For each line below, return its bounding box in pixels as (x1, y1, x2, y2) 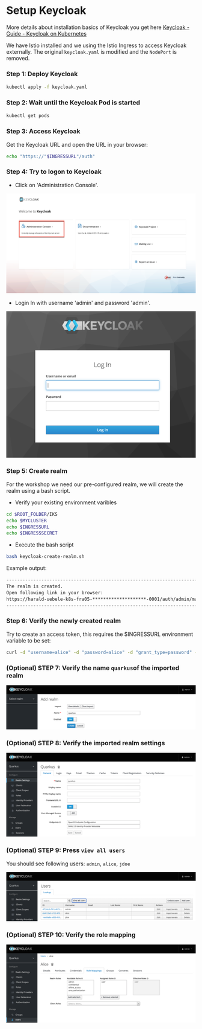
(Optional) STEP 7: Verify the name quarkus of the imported (6, 664, 180, 672)
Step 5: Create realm (6, 467, 68, 475)
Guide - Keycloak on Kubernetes (6, 30, 87, 37)
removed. (6, 54, 30, 62)
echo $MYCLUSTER (6, 518, 47, 524)
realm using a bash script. (6, 487, 70, 494)
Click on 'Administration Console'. (14, 181, 99, 188)
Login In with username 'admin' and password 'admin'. (14, 299, 151, 306)
